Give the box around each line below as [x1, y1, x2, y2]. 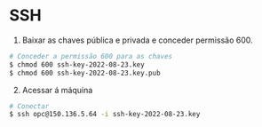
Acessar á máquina [21, 84, 93, 95]
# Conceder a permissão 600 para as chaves [9, 52, 173, 60]
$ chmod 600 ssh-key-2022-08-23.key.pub [9, 68, 162, 77]
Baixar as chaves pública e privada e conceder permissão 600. [21, 35, 253, 45]
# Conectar [9, 101, 50, 111]
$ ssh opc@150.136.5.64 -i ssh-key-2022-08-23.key [9, 110, 201, 119]
